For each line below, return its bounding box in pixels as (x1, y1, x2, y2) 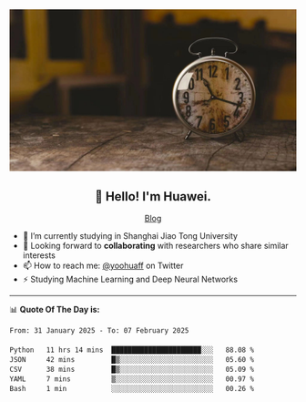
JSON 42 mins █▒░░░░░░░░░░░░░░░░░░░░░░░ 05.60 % (9, 355, 255, 364)
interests (22, 250, 56, 261)
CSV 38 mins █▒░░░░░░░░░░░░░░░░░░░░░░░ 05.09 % (9, 365, 255, 374)
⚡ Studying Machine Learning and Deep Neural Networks (22, 273, 239, 285)
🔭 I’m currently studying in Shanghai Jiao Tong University (22, 231, 239, 242)
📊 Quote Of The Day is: (9, 304, 100, 315)
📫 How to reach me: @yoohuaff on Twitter (22, 260, 184, 272)
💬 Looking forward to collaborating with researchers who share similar (22, 241, 289, 252)
